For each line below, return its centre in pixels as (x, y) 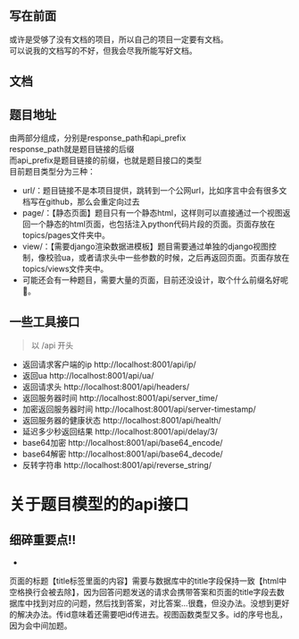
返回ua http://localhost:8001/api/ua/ (88, 375)
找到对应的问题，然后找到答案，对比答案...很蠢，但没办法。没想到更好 (161, 603)
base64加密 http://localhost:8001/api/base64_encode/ (122, 442)
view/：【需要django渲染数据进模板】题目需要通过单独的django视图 (145, 247)
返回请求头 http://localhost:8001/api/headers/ (106, 387)
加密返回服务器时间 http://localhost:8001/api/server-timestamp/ (139, 409)
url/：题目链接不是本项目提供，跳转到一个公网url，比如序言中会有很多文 (154, 191)
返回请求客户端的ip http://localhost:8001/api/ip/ (109, 364)
